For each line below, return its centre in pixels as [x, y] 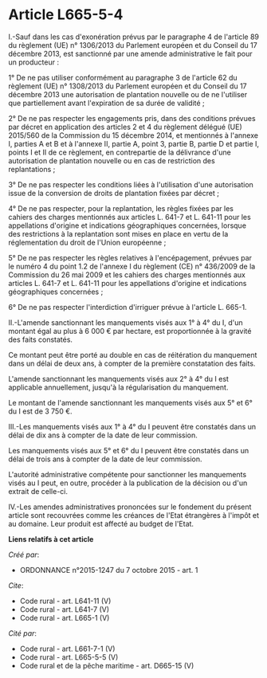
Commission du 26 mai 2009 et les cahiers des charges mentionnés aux [127, 274]
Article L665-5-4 [66, 15]
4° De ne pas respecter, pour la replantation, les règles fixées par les [121, 208]
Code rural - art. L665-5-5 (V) [69, 657]
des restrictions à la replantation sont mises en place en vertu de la [118, 233]
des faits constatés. [41, 339]
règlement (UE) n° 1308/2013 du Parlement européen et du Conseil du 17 [128, 86]
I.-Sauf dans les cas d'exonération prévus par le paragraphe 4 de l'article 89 [133, 37]
